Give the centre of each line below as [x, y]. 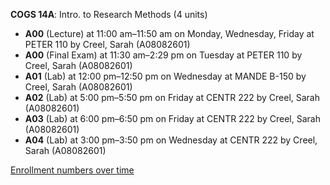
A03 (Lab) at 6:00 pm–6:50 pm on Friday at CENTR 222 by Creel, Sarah [172, 118]
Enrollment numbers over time [72, 170]
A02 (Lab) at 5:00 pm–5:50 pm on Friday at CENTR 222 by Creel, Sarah [172, 97]
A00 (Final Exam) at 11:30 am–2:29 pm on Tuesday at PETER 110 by [163, 55]
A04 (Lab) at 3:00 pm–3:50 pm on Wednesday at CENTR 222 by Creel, [171, 140]
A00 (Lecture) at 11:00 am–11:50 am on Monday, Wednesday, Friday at [169, 33]
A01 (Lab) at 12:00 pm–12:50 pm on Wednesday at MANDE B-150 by [165, 76]
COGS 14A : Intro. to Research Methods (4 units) [109, 14]
